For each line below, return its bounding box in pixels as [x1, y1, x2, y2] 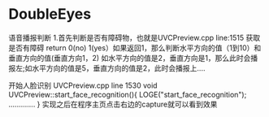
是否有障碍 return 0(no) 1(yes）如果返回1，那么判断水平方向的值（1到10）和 [8, 42, 262, 53]
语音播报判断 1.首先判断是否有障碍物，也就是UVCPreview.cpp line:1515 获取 [8, 32, 261, 42]
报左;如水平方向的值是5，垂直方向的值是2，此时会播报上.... [8, 63, 206, 73]
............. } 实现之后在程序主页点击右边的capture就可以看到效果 [8, 99, 218, 109]
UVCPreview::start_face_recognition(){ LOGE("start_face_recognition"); [8, 89, 247, 99]
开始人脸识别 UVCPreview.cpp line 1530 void [8, 80, 158, 90]
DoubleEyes [8, 5, 92, 24]
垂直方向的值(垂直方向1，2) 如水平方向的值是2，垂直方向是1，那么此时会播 [8, 53, 258, 63]
